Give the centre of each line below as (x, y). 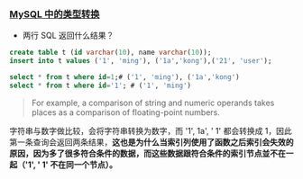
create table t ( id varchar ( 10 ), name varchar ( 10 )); (110, 53)
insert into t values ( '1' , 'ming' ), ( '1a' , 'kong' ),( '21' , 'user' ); (141, 61)
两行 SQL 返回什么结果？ (68, 36)
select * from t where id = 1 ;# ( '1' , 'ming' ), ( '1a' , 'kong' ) (125, 77)
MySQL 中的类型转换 (55, 13)
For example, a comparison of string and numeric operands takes (153, 103)
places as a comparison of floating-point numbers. (126, 112)
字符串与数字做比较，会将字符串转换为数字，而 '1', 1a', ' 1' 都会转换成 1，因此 (151, 130)
